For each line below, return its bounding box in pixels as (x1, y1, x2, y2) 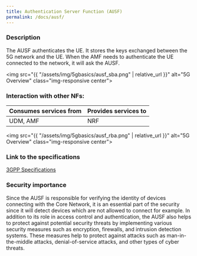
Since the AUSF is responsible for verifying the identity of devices (6, 194, 166, 201)
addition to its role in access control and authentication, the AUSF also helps (6, 213, 192, 220)
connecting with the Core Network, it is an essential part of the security (6, 201, 180, 208)
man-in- (166, 232, 187, 239)
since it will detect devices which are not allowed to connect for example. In (6, 207, 191, 214)
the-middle (6, 238, 33, 245)
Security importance (6, 181, 67, 189)
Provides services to (87, 107, 146, 115)
